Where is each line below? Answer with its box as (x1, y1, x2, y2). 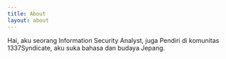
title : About (7, 10, 46, 18)
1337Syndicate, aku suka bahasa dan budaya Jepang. (7, 44, 166, 52)
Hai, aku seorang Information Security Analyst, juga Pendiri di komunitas (7, 36, 220, 44)
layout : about (7, 17, 50, 24)
